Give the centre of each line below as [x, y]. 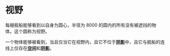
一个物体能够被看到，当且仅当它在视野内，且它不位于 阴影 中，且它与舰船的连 [85, 42]
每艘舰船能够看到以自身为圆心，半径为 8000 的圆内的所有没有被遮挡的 [79, 25]
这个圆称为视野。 [32, 31]
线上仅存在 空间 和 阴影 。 [30, 48]
